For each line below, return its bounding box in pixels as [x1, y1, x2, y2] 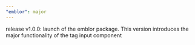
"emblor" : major [5, 8, 47, 15]
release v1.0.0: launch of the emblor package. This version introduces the [5, 25, 189, 32]
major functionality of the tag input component [5, 31, 122, 39]
